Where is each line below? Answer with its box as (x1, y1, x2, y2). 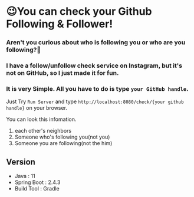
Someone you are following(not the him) (14, 140, 113, 147)
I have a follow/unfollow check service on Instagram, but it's (6, 61, 183, 70)
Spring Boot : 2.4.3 (14, 179, 61, 186)
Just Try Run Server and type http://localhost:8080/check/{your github (6, 98, 184, 105)
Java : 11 (14, 173, 35, 180)
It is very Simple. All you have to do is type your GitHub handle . (6, 84, 189, 93)
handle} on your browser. (6, 104, 68, 111)
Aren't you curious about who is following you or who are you (6, 38, 186, 47)
